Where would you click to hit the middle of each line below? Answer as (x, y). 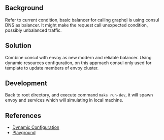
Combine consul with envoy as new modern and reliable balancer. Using (78, 57)
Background (24, 8)
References (23, 115)
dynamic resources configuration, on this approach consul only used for (78, 63)
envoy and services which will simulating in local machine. (64, 100)
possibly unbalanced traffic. (33, 30)
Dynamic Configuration (36, 127)
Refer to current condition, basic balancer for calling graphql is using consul (82, 20)
